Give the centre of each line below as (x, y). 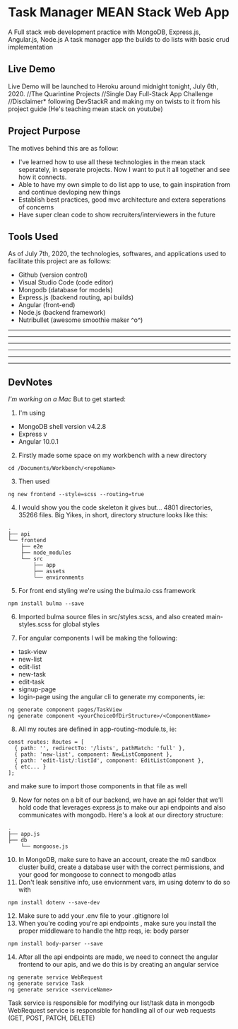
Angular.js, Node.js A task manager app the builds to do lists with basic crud (119, 39)
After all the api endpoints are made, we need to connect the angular (118, 957)
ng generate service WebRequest (55, 977)
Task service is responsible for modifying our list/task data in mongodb (111, 1003)
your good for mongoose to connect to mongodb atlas (97, 875)
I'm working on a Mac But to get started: (67, 399)
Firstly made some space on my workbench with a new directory (112, 455)
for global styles (76, 624)
